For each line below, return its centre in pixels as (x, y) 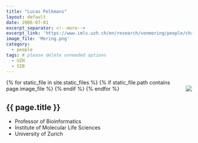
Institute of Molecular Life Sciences (57, 128)
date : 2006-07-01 (27, 22)
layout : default (26, 17)
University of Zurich (39, 134)
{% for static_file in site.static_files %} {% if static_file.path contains (88, 83)
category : (18, 45)
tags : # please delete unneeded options (57, 55)
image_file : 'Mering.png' (38, 39)
